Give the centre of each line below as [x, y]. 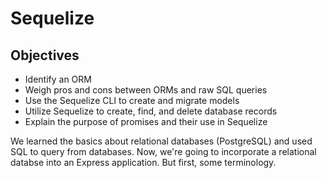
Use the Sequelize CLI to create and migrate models [132, 100]
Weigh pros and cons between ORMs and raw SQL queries [146, 90]
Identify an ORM [58, 79]
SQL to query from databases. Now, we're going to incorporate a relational [163, 151]
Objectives [45, 55]
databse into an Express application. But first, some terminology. [143, 162]
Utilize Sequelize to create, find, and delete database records [151, 111]
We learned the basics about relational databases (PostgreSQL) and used [161, 141]
